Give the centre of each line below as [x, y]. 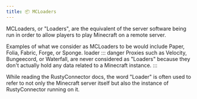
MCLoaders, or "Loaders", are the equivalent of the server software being [96, 28]
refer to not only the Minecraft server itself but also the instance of [88, 83]
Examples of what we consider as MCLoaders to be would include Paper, [96, 46]
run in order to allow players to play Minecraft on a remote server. [86, 35]
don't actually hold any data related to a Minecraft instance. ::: [82, 65]
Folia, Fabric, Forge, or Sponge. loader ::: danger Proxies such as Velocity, [96, 52]
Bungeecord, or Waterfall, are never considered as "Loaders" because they [98, 59]
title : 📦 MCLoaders [31, 12]
